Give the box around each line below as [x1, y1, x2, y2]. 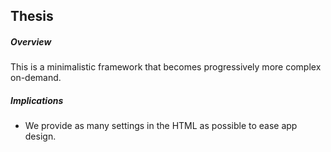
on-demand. [10, 72, 62, 84]
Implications [10, 94, 64, 106]
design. [24, 130, 57, 143]
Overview [10, 35, 52, 48]
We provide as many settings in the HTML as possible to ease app [24, 120, 298, 132]
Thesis [10, 8, 54, 25]
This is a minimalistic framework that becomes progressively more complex [10, 61, 322, 73]
